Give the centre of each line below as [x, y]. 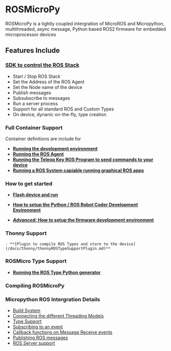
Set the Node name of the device [47, 87]
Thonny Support [26, 233]
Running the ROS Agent [38, 154]
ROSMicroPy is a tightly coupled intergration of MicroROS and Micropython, [85, 24]
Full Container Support [34, 127]
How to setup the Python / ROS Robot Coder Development [75, 205]
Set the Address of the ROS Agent [48, 82]
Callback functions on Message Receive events [63, 332]
